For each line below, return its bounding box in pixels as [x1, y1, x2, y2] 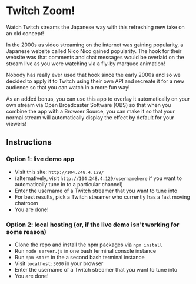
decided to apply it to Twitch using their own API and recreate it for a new [6, 78, 184, 85]
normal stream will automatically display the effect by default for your [6, 113, 175, 121]
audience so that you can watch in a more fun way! [6, 83, 130, 91]
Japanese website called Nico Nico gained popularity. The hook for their [6, 47, 182, 54]
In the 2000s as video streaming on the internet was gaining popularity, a [6, 41, 184, 48]
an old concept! [6, 29, 44, 36]
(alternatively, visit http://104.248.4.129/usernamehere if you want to [14, 175, 182, 182]
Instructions [6, 137, 52, 148]
